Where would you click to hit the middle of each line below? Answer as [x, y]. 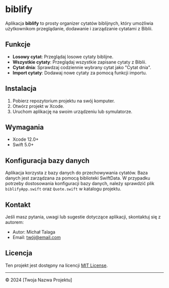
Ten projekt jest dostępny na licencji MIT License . [57, 265]
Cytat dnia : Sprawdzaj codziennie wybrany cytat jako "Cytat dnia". [82, 67]
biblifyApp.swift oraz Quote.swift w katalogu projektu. [63, 189]
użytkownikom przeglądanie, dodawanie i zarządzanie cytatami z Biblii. [79, 28]
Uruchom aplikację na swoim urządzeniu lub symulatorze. [72, 111]
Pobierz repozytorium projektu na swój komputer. [64, 101]
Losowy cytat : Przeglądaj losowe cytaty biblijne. [63, 56]
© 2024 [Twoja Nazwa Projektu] [39, 280]
